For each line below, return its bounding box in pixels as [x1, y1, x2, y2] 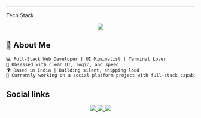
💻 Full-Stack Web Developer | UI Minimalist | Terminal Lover [6, 56, 166, 62]
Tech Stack [6, 12, 34, 18]
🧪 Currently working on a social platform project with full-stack [6, 73, 178, 79]
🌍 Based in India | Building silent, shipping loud [6, 67, 139, 73]
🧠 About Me [6, 40, 51, 51]
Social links [6, 89, 50, 99]
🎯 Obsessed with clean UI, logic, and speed [6, 61, 119, 67]
